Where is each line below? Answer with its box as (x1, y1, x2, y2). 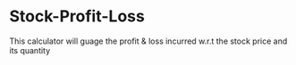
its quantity (9, 45, 51, 55)
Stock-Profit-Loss (9, 6, 145, 27)
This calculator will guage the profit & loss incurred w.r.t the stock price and (9, 36, 288, 46)
